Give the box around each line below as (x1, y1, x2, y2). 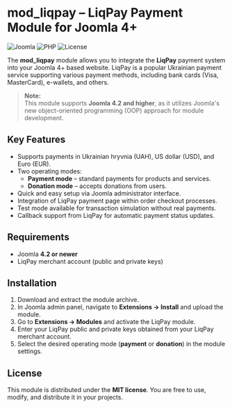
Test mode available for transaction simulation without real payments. (17, 203, 217, 212)
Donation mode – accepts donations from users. (27, 182, 167, 190)
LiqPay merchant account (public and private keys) (17, 257, 163, 265)
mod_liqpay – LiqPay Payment (7, 5, 183, 21)
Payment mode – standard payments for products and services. (27, 174, 211, 182)
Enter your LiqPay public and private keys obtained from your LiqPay (17, 325, 214, 334)
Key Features (7, 134, 66, 146)
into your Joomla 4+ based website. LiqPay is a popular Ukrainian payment (7, 63, 222, 71)
